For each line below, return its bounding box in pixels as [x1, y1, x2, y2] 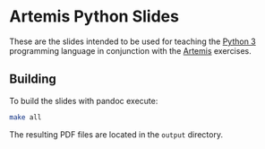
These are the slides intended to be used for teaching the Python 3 [9, 36, 257, 47]
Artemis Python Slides [9, 6, 179, 27]
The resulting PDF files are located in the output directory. [9, 128, 224, 140]
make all [9, 112, 42, 122]
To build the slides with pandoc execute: [9, 95, 158, 106]
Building [9, 72, 56, 87]
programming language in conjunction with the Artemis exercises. [9, 45, 252, 56]
